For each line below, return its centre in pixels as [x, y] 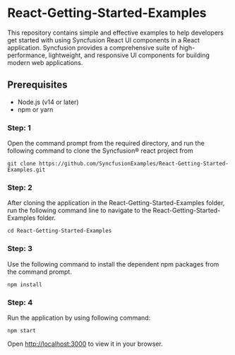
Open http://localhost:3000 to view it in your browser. [85, 344]
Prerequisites [37, 85]
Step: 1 [19, 127]
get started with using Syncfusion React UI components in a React [103, 40]
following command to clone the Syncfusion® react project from [101, 151]
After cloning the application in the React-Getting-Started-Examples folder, [116, 203]
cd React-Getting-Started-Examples [60, 231]
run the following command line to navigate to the [79, 211]
